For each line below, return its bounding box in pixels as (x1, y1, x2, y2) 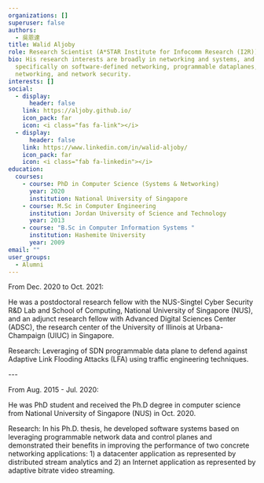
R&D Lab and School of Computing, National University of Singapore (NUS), (8, 306, 254, 315)
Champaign (8, 331, 46, 340)
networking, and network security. (15, 70, 132, 78)
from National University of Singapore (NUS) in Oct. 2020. (8, 409, 196, 418)
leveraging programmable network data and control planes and (8, 433, 212, 442)
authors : (8, 26, 37, 34)
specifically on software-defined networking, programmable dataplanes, (15, 63, 258, 71)
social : (8, 84, 34, 93)
